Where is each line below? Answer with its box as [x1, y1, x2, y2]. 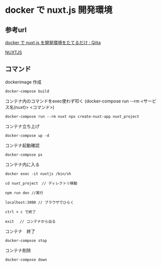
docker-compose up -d [5, 133, 50, 138]
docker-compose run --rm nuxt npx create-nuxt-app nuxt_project [5, 114, 139, 119]
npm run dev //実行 [5, 190, 44, 195]
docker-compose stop [5, 238, 48, 243]
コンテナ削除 [5, 247, 31, 253]
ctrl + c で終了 [5, 209, 36, 214]
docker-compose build [5, 89, 50, 94]
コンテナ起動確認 [5, 142, 40, 148]
